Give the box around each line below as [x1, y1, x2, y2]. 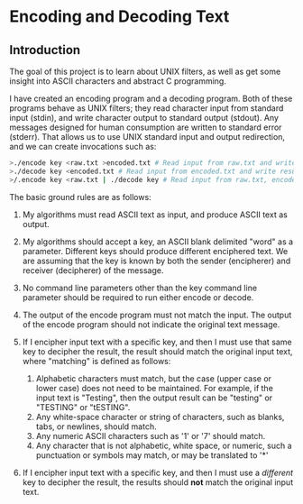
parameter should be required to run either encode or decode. [22, 291, 254, 303]
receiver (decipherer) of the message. [22, 264, 164, 276]
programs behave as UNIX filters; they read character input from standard [9, 103, 284, 114]
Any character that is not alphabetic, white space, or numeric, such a [35, 440, 292, 451]
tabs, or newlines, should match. [35, 421, 157, 432]
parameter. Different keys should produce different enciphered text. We [22, 245, 289, 256]
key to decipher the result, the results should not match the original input [22, 476, 294, 488]
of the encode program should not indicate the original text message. [22, 318, 280, 330]
